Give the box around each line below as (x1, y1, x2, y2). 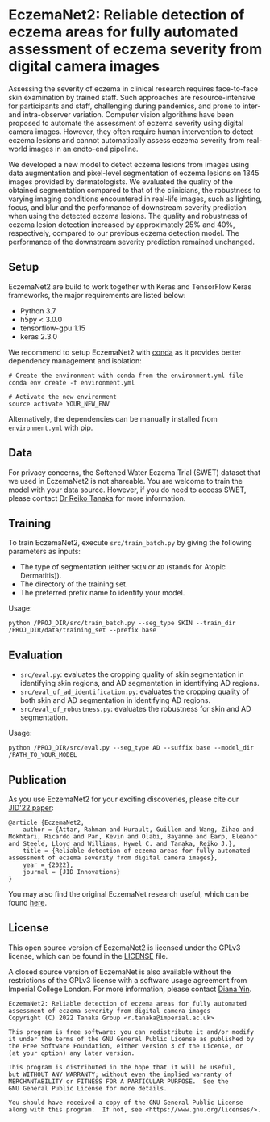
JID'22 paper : (8, 803, 54, 813)
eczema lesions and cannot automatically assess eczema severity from (8, 135, 245, 145)
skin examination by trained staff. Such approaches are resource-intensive (8, 92, 256, 102)
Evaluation (8, 648, 63, 662)
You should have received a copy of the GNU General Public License (8, 1099, 243, 1107)
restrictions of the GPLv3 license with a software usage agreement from (8, 975, 247, 985)
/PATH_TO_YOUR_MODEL (8, 751, 78, 759)
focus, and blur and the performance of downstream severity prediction (8, 202, 247, 212)
